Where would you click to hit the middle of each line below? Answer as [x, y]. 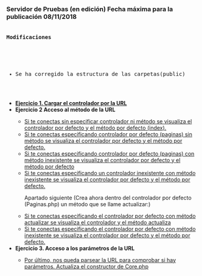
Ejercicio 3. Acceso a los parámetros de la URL [75, 248]
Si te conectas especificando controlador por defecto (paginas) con [109, 153]
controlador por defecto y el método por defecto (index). [95, 128]
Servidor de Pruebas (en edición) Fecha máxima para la [90, 9]
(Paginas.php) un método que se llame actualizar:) [87, 204]
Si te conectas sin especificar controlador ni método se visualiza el [108, 121]
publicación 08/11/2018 [42, 16]
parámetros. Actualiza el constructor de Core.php [86, 266]
